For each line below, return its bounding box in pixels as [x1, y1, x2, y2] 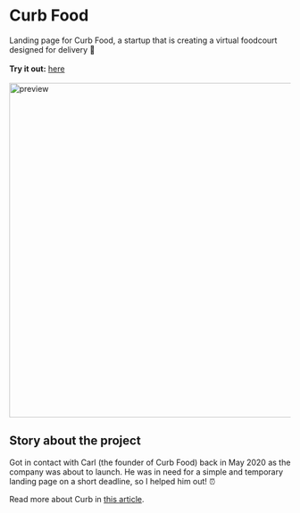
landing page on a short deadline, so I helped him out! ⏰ [9, 476, 216, 486]
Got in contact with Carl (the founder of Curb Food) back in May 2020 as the [9, 457, 291, 467]
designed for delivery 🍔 [9, 44, 96, 54]
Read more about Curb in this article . [9, 493, 145, 504]
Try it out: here [9, 63, 65, 74]
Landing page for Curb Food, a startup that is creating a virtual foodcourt [9, 35, 278, 46]
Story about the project [9, 434, 141, 449]
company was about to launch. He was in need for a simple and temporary [9, 466, 284, 477]
